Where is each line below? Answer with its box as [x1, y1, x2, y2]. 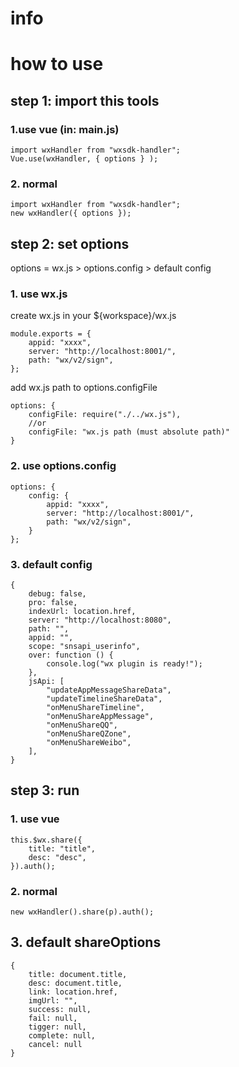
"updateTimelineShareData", [46, 694, 163, 704]
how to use [10, 53, 104, 76]
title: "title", [28, 843, 97, 854]
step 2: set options [10, 235, 130, 252]
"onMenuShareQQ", [46, 720, 118, 731]
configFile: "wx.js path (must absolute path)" [28, 427, 230, 437]
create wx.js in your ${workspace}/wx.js [10, 310, 177, 322]
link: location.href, [28, 987, 118, 997]
